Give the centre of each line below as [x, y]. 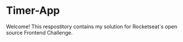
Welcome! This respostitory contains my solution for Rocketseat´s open [92, 26]
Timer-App [33, 11]
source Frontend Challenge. [39, 32]
